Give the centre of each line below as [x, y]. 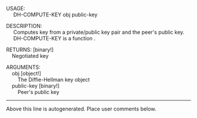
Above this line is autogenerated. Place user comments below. [81, 109]
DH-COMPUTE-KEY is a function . [54, 38]
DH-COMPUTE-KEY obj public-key [55, 15]
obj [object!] [26, 73]
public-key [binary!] [35, 86]
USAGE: [16, 8]
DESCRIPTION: [24, 26]
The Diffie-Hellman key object [54, 79]
